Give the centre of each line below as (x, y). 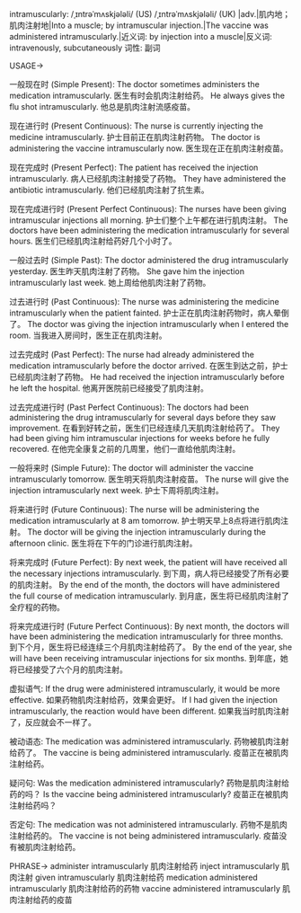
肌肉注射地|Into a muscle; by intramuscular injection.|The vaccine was (139, 25)
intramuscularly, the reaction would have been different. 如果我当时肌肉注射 (149, 711)
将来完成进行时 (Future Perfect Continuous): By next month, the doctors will (149, 626)
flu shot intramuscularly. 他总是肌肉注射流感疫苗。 (102, 106)
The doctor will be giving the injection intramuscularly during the (146, 532)
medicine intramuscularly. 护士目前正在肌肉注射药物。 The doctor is (135, 137)
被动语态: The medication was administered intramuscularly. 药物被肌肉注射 (149, 741)
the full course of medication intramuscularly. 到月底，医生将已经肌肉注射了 (150, 596)
